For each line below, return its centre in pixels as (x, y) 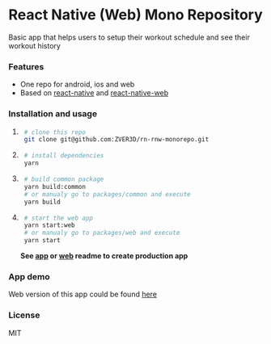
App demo (29, 276)
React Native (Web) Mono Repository (135, 15)
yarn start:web (49, 225)
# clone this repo (55, 132)
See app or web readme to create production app (104, 256)
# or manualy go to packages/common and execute (108, 194)
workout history (34, 45)
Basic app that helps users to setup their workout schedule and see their (129, 37)
